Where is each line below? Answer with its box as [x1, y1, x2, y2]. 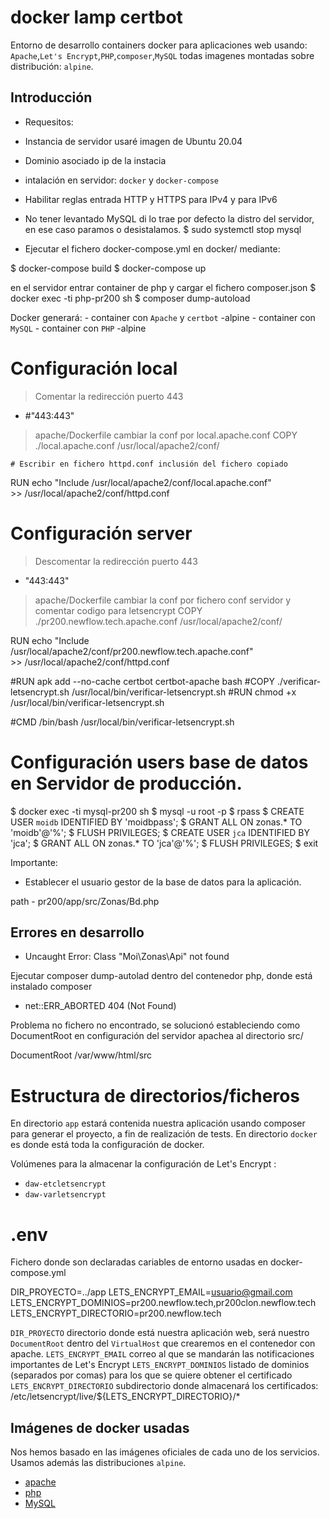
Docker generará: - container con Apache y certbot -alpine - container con [10, 311, 316, 323]
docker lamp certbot [10, 6, 183, 29]
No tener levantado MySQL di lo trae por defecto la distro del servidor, [24, 212, 315, 225]
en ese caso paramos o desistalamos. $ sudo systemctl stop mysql [24, 223, 302, 235]
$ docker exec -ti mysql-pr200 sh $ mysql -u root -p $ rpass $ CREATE [10, 805, 305, 817]
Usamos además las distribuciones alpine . [10, 1457, 187, 1469]
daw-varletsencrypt [24, 1190, 107, 1200]
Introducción [10, 89, 93, 106]
